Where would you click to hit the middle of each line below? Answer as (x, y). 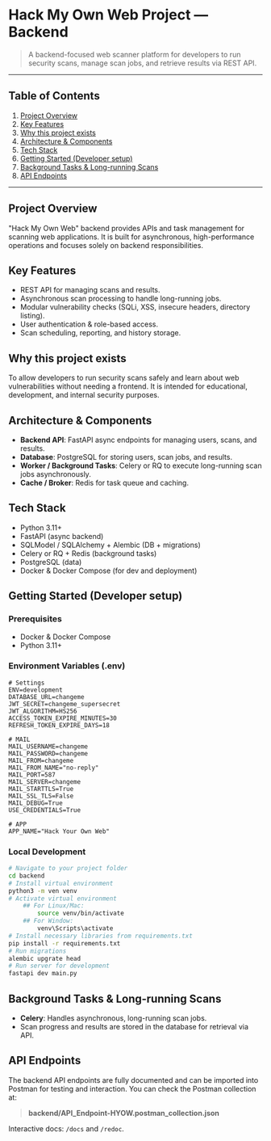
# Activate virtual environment (63, 899)
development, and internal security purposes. (84, 395)
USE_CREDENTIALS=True (45, 810)
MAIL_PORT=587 (32, 775)
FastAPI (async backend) (62, 536)
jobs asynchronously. (55, 474)
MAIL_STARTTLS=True (41, 789)
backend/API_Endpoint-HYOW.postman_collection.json (124, 1113)
